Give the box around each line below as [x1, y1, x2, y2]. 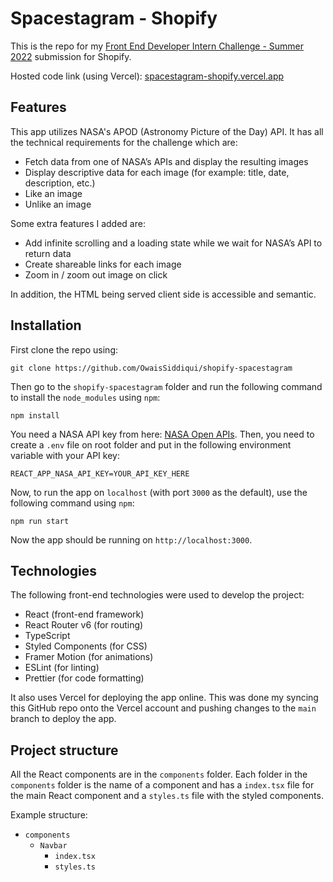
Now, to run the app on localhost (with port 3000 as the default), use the [10, 486, 308, 498]
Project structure [10, 742, 119, 759]
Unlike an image [24, 198, 92, 210]
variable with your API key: [10, 449, 120, 461]
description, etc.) [24, 177, 96, 189]
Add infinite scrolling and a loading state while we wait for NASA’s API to [24, 237, 323, 249]
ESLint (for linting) [24, 662, 100, 674]
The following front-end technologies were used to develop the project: [10, 589, 305, 601]
